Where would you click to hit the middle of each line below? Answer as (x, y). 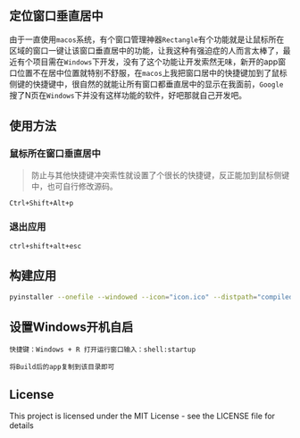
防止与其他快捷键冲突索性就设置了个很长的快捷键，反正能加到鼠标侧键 (160, 175)
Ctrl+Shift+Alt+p (42, 203)
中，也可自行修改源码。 (74, 186)
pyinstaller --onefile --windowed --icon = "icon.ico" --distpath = (133, 297)
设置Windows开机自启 (71, 327)
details (21, 425)
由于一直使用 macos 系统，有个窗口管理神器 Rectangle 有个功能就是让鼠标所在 (147, 39)
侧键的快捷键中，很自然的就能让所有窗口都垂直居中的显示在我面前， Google (146, 84)
